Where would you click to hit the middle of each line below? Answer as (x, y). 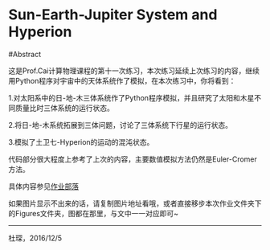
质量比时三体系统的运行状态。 (64, 108)
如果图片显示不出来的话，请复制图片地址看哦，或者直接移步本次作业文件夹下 (135, 203)
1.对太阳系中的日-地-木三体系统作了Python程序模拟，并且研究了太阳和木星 (131, 97)
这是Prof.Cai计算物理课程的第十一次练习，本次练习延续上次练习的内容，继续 (134, 71)
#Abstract (25, 54)
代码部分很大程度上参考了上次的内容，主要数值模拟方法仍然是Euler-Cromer (133, 159)
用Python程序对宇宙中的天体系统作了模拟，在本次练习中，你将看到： (122, 80)
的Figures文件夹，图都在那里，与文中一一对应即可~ (94, 213)
